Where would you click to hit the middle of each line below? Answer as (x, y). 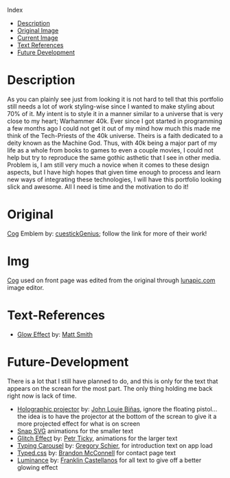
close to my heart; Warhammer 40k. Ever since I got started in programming (115, 121)
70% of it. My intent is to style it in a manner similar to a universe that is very (115, 113)
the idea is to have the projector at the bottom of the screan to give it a (117, 416)
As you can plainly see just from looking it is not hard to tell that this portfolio (115, 99)
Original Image (38, 31)
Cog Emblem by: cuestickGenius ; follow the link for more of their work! (107, 234)
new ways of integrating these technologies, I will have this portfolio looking (114, 179)
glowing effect (37, 467)
